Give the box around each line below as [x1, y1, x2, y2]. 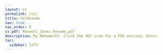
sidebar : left [9, 43, 38, 47]
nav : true [5, 20, 25, 25]
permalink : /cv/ [5, 11, 38, 16]
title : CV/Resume [5, 16, 40, 21]
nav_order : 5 [5, 25, 32, 30]
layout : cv [5, 7, 27, 12]
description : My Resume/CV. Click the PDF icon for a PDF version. [5, 34, 145, 39]
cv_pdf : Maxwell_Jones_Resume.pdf [5, 29, 75, 34]
